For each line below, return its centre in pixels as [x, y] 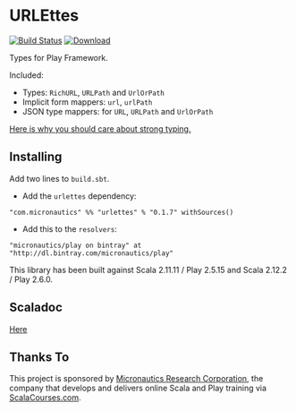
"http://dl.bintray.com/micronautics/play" [92, 253]
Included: [27, 75]
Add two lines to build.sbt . [59, 178]
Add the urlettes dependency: [79, 196]
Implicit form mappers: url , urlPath [87, 102]
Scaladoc [36, 308]
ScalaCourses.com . [46, 398]
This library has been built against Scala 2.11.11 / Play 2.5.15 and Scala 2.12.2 [148, 270]
